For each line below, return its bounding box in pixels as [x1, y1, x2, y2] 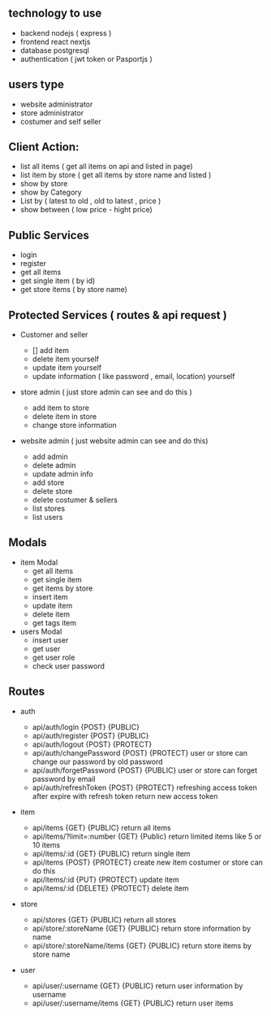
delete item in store [32, 412, 97, 421]
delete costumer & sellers [32, 495, 118, 505]
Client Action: [8, 140, 80, 154]
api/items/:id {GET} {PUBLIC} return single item [32, 848, 191, 858]
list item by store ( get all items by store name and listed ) [19, 170, 212, 180]
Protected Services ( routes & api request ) [8, 308, 227, 322]
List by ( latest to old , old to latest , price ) [19, 196, 161, 206]
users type [8, 77, 65, 92]
